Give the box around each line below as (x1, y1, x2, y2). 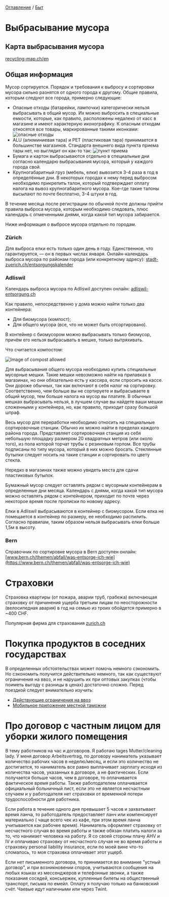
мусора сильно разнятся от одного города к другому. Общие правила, (5, 89, 158, 95)
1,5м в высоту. (5, 524, 36, 530)
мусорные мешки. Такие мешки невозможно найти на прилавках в (5, 372, 151, 378)
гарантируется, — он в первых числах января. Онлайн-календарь (5, 251, 148, 257)
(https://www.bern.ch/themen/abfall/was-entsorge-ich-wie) (5, 559, 130, 566)
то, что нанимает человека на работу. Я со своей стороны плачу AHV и (5, 833, 160, 839)
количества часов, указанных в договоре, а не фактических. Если (5, 769, 149, 775)
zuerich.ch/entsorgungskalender (5, 261, 73, 268)
